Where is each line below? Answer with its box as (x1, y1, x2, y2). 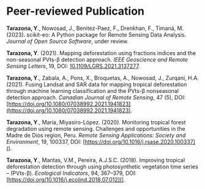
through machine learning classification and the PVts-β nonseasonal (6, 87, 179, 94)
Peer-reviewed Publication (6, 4, 145, 18)
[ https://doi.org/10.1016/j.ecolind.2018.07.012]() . (6, 176, 125, 183)
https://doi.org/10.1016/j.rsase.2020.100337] (84, 138, 196, 145)
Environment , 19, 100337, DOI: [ (6, 138, 86, 145)
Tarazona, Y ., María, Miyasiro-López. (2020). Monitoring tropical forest (6, 118, 186, 126)
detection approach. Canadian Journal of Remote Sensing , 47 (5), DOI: (6, 94, 185, 101)
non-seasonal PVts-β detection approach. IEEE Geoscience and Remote (6, 56, 188, 63)
